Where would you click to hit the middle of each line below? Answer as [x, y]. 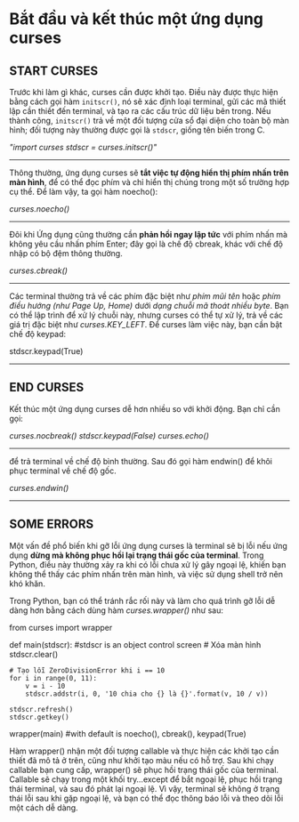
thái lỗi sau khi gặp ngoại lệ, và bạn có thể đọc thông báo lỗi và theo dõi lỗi [146, 798]
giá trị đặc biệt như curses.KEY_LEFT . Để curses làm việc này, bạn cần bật [146, 324]
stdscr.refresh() [41, 709]
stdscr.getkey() [39, 717]
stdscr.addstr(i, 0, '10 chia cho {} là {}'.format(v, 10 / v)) [147, 694]
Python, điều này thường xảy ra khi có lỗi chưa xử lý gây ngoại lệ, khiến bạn [148, 564]
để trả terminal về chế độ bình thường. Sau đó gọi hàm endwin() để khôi [141, 461]
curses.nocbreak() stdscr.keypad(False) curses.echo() [109, 435]
